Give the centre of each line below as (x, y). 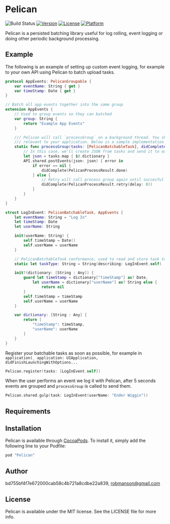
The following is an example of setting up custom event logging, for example (85, 66)
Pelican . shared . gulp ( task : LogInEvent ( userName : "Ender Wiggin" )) (77, 396)
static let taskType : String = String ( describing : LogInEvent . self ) (88, 264)
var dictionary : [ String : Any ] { (51, 315)
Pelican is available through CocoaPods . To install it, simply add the (75, 441)
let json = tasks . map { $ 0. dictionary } (67, 156)
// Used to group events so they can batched (63, 114)
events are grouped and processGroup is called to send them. (69, 386)
